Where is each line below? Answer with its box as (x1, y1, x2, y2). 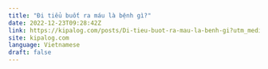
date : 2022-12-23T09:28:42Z (8, 19, 102, 27)
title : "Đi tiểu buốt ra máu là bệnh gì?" (8, 11, 152, 20)
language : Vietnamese (8, 41, 81, 49)
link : (8, 26, 26, 34)
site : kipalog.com (8, 33, 69, 42)
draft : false (8, 48, 52, 56)
